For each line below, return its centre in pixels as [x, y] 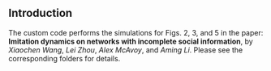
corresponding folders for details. [65, 58]
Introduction [41, 13]
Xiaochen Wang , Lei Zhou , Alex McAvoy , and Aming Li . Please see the [126, 50]
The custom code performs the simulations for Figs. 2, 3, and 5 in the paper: [136, 32]
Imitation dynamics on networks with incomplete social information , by [131, 41]
